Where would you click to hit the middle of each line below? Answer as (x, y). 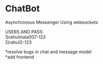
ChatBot (22, 9)
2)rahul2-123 (18, 42)
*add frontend (20, 57)
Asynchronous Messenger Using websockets (52, 22)
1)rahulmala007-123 (25, 37)
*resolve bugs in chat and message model (49, 52)
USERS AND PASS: (24, 32)
